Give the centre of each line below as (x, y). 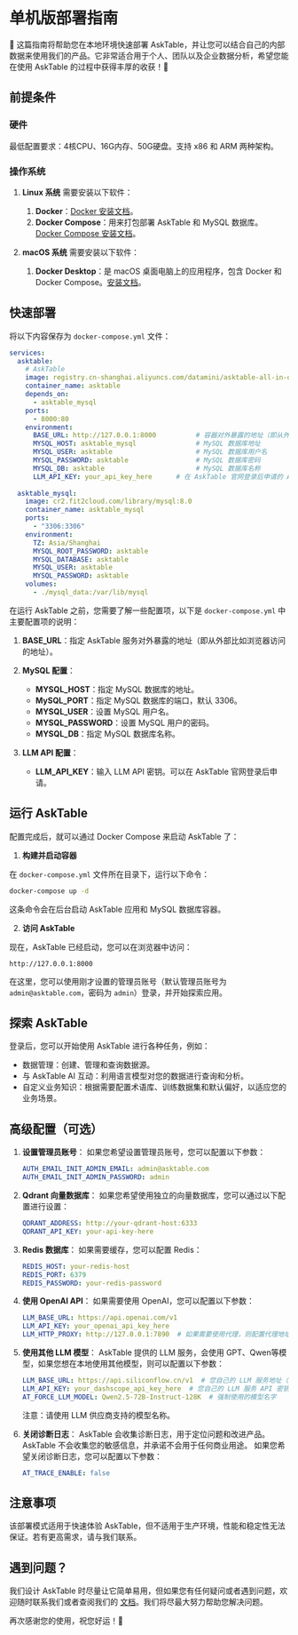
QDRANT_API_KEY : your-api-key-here (88, 1232)
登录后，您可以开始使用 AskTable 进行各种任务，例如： (110, 1046)
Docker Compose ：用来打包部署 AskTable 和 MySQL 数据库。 (149, 222)
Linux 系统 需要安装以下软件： (77, 192)
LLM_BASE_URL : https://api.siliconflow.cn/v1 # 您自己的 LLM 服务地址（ (155, 1381)
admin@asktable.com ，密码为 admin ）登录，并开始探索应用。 (118, 993)
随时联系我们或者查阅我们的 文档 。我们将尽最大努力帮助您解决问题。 (142, 1602)
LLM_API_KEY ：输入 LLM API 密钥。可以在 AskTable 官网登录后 (153, 771)
